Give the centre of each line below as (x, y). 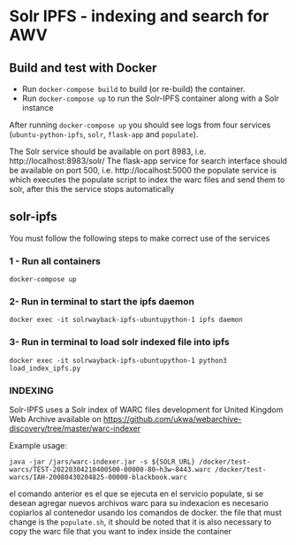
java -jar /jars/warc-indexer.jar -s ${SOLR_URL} (102, 462)
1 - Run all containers (55, 261)
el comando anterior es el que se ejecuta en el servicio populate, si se (136, 494)
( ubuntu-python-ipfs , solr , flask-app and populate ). (104, 134)
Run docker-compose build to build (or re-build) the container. (133, 89)
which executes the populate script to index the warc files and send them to (147, 180)
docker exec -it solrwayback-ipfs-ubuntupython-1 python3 (118, 360)
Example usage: (38, 445)
